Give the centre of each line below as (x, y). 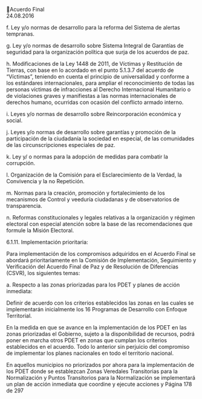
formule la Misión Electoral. (40, 230)
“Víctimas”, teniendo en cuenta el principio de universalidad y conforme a (98, 76)
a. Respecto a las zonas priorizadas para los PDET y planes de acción (93, 285)
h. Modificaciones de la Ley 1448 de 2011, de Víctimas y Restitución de (94, 64)
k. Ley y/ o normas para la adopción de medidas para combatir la (87, 157)
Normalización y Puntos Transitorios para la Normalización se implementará (101, 378)
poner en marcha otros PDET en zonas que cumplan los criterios (87, 340)
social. (15, 120)
